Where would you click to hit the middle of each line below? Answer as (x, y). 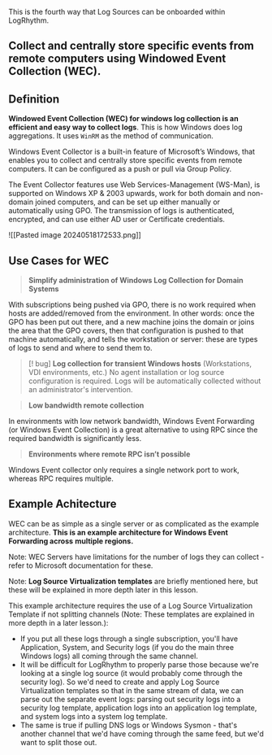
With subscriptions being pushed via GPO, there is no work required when (132, 305)
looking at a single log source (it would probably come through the (132, 673)
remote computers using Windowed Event (117, 59)
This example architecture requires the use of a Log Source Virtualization (131, 605)
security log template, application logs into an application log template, (138, 708)
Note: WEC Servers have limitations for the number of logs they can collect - (136, 556)
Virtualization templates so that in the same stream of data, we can (132, 690)
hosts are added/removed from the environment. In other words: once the (132, 313)
